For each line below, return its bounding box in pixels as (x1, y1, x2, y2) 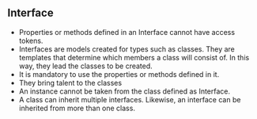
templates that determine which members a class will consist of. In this (18, 52, 250, 62)
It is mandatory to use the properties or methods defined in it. (18, 69, 220, 79)
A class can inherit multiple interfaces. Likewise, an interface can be (18, 94, 241, 104)
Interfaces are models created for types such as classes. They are (18, 44, 235, 54)
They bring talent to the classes (18, 78, 123, 87)
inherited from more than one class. (18, 103, 136, 113)
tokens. (18, 36, 43, 45)
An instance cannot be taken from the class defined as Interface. (18, 86, 231, 96)
